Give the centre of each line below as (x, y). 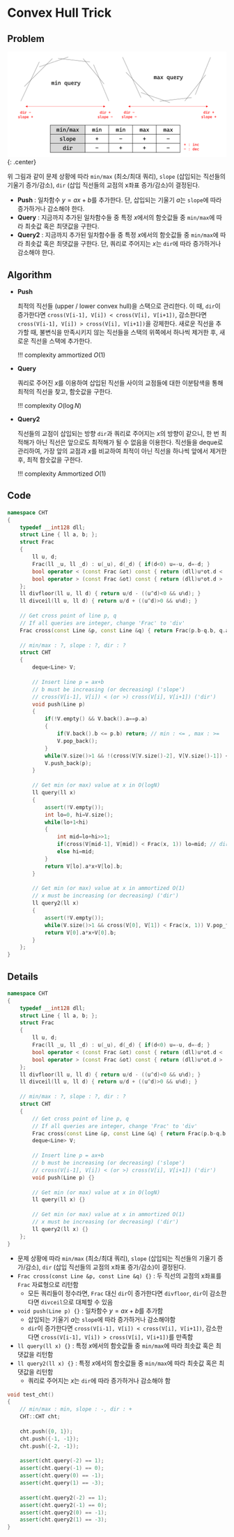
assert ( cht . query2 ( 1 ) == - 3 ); (64, 1520)
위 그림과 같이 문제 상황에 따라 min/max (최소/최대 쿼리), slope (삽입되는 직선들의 (117, 177)
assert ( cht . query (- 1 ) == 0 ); (62, 1469)
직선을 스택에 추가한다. (61, 341)
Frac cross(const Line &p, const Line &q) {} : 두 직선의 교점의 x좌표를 (119, 1276)
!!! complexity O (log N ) (49, 405)
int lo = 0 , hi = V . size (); (79, 815)
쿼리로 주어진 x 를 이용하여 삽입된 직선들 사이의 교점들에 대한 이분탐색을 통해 (120, 383)
